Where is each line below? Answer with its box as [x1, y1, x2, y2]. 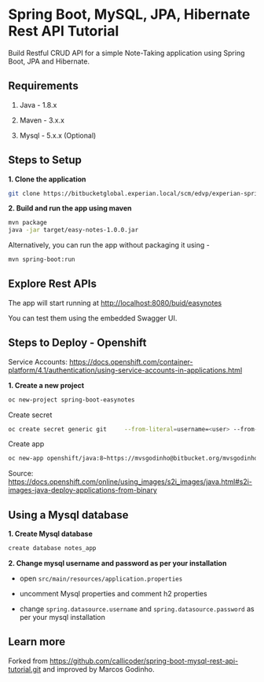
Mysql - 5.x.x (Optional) [19, 130, 97, 140]
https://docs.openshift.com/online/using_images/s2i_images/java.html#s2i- [8, 477, 253, 486]
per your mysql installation [19, 613, 106, 621]
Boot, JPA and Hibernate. [8, 57, 90, 66]
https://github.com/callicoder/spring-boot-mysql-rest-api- [49, 656, 239, 665]
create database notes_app [8, 544, 97, 552]
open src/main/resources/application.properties [19, 574, 183, 583]
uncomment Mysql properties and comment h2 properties [19, 589, 207, 598]
